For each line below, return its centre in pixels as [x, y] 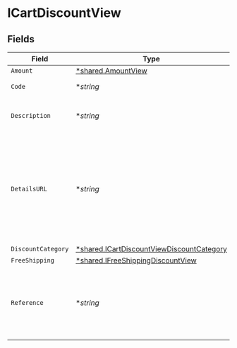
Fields [21, 39]
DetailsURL [29, 189]
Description [31, 115]
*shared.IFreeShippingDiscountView [136, 260]
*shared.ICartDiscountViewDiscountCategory [151, 249]
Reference [27, 302]
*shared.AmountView [111, 71]
